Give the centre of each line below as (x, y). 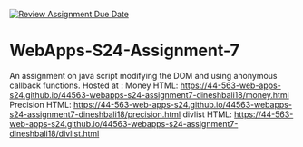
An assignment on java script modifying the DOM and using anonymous (143, 75)
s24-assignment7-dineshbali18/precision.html (95, 114)
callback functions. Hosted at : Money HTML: (94, 85)
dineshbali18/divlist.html (54, 133)
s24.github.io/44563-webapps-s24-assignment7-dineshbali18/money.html (150, 94)
